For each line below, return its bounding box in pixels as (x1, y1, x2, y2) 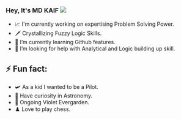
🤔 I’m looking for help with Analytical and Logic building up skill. (14, 45, 175, 52)
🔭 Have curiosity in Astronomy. (14, 92, 93, 99)
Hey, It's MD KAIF (6, 6, 59, 15)
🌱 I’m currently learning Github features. (14, 39, 116, 46)
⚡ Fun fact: (6, 63, 48, 74)
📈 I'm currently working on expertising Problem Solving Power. (14, 20, 175, 28)
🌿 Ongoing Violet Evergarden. (14, 99, 90, 106)
